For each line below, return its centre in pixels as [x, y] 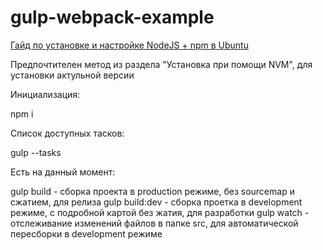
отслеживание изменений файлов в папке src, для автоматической [154, 223]
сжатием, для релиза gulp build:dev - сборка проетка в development [156, 202]
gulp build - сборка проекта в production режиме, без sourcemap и [152, 191]
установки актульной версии [72, 75]
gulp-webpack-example [112, 17]
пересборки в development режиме [86, 233]
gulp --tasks [36, 152]
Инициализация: [45, 94]
